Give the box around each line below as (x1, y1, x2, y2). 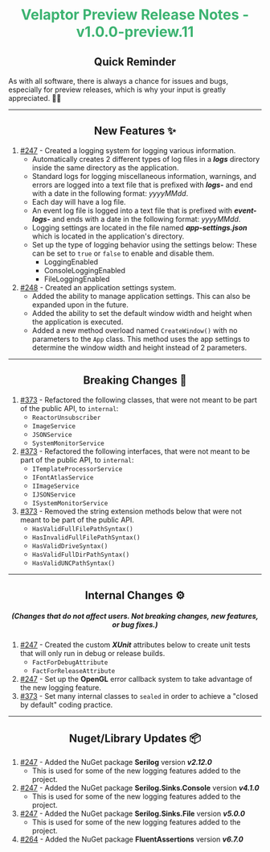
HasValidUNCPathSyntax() (31, 559, 116, 567)
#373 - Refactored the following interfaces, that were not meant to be (19, 446, 251, 456)
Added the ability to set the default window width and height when (31, 308, 252, 318)
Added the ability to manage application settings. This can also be (31, 291, 251, 301)
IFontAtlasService (31, 473, 94, 481)
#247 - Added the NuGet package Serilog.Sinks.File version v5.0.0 (19, 808, 246, 818)
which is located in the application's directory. (31, 231, 185, 241)
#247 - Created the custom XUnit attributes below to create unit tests (19, 639, 251, 650)
